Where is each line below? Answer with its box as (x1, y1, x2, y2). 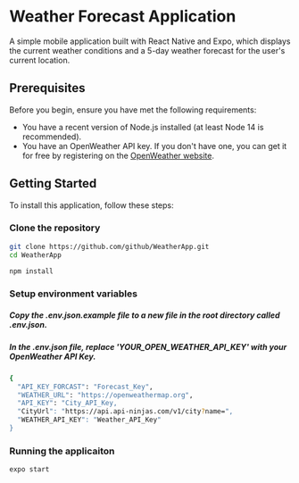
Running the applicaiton (9, 445, 115, 457)
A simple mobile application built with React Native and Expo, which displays (9, 36, 291, 46)
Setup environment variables (9, 287, 138, 300)
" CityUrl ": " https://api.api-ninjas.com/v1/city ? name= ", (17, 407, 234, 416)
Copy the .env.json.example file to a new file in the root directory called (9, 310, 280, 321)
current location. (9, 54, 71, 65)
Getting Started (9, 176, 97, 191)
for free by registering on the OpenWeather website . (21, 150, 214, 161)
